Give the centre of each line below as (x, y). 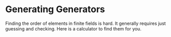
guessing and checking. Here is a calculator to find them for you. (74, 28)
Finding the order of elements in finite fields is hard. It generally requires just (86, 23)
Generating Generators (55, 9)
